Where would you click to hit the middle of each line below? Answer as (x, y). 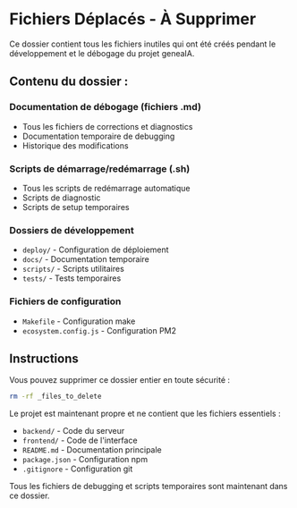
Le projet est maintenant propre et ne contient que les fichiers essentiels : (145, 414)
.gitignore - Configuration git (77, 469)
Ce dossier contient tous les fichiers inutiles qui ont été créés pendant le (143, 44)
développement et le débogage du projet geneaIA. (102, 53)
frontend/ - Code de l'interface (80, 440)
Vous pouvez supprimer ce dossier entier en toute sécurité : (120, 380)
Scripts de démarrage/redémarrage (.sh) (100, 168)
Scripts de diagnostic (61, 198)
